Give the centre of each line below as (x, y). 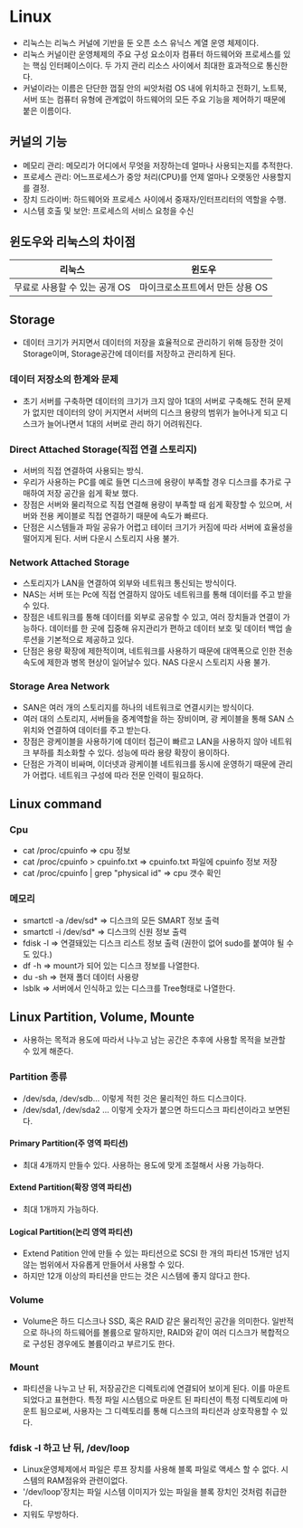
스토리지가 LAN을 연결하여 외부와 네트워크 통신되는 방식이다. (129, 583)
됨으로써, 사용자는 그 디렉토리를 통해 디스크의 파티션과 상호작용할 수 (159, 1410)
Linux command (56, 803)
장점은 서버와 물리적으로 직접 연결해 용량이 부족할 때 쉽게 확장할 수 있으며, (152, 505)
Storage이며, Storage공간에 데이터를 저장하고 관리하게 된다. (129, 354)
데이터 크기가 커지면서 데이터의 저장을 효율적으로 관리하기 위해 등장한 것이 (153, 343)
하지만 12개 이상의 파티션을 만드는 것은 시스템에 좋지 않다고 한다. (136, 1276)
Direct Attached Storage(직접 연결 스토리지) (103, 449)
